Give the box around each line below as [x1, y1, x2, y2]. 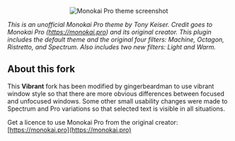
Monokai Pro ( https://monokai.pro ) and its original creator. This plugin [7, 28, 212, 36]
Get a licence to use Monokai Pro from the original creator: [7, 118, 178, 126]
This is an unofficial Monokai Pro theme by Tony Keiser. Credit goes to [7, 20, 213, 28]
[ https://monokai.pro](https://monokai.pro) [7, 125, 132, 134]
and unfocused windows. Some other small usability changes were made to [7, 97, 228, 105]
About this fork [7, 63, 76, 75]
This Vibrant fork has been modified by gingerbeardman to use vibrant [7, 82, 214, 90]
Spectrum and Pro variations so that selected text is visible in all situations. [7, 104, 225, 113]
